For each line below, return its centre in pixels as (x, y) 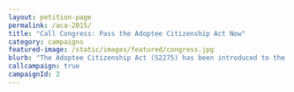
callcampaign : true (44, 67)
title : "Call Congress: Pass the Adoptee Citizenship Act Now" (127, 33)
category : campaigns (46, 42)
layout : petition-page (50, 17)
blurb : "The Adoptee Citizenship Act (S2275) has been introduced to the (147, 58)
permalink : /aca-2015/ (50, 25)
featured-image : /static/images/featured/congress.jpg (111, 50)
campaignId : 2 (34, 74)
